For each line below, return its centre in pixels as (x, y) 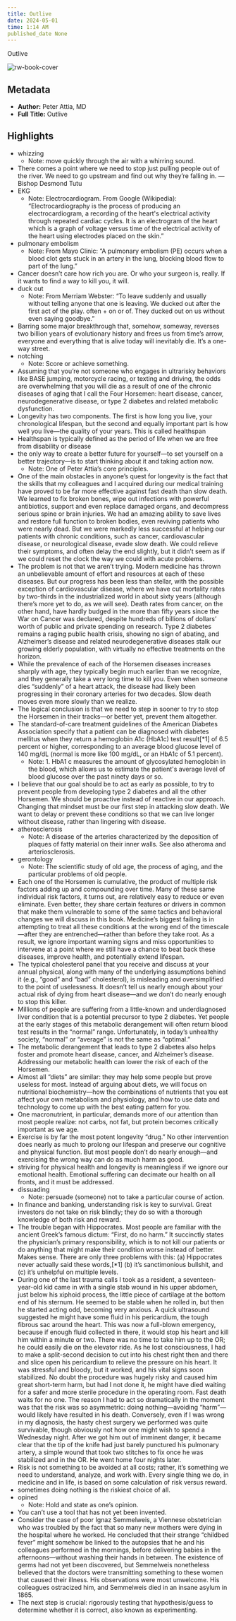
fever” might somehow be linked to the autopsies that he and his (111, 1542)
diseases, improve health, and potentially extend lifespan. (101, 956)
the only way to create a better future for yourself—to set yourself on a (120, 454)
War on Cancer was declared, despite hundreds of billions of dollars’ (117, 618)
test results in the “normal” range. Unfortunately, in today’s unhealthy (118, 1032)
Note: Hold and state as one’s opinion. (83, 1504)
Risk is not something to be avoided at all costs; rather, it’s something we (123, 1467)
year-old (30, 1287)
